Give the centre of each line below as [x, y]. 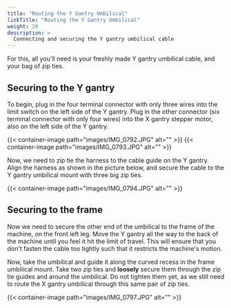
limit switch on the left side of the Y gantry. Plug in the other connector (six [113, 112]
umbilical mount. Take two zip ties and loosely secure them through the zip [114, 269]
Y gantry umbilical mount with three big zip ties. [75, 175]
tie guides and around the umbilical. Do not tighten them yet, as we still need [116, 276]
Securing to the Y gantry [61, 88]
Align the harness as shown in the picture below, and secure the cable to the [116, 167]
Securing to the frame [55, 210]
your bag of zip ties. [36, 66]
